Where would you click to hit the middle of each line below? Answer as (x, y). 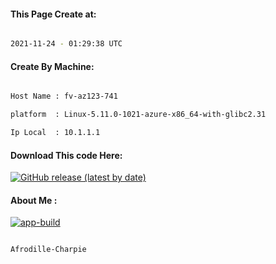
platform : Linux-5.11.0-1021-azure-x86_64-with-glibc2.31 (138, 115)
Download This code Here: (66, 155)
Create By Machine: (52, 66)
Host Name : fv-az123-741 (64, 96)
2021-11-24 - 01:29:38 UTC (66, 44)
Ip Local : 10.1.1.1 (55, 133)
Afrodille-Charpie (48, 250)
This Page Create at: (53, 14)
